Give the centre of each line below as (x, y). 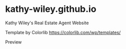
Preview (13, 42)
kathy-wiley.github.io (51, 9)
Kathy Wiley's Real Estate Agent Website (47, 23)
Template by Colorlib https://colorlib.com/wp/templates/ (63, 32)
